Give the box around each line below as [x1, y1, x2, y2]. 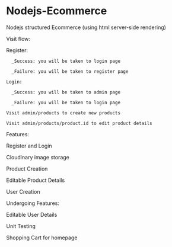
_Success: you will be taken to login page [11, 58, 120, 64]
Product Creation [6, 165, 48, 172]
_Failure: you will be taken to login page [11, 100, 120, 105]
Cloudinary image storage [6, 153, 69, 161]
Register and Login [6, 142, 52, 149]
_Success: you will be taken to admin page [11, 89, 120, 95]
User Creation [6, 188, 40, 195]
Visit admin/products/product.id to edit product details [6, 120, 152, 126]
